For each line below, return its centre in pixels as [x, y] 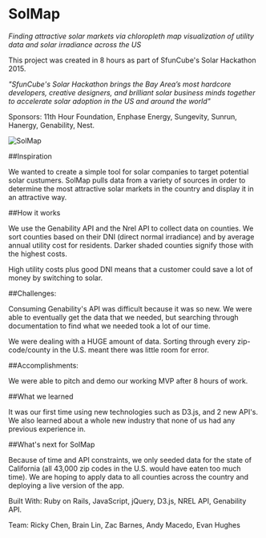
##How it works [34, 212]
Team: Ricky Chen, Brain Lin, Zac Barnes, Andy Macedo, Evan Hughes [124, 524]
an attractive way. [38, 197]
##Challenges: [32, 293]
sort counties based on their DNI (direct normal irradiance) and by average [131, 236]
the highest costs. [38, 254]
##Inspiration [30, 156]
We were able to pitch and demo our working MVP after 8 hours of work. [128, 380]
